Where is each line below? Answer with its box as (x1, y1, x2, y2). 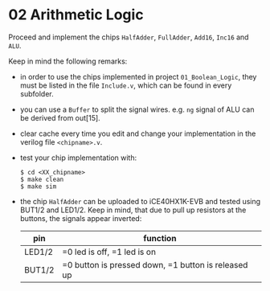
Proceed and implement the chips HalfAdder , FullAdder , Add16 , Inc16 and (8, 32, 249, 42)
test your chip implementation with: (19, 153, 137, 162)
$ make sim (19, 182, 57, 191)
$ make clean (19, 175, 64, 183)
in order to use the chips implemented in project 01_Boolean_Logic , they (19, 72, 257, 81)
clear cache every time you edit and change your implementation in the (19, 129, 256, 138)
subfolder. (19, 88, 54, 98)
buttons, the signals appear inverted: (19, 213, 142, 223)
